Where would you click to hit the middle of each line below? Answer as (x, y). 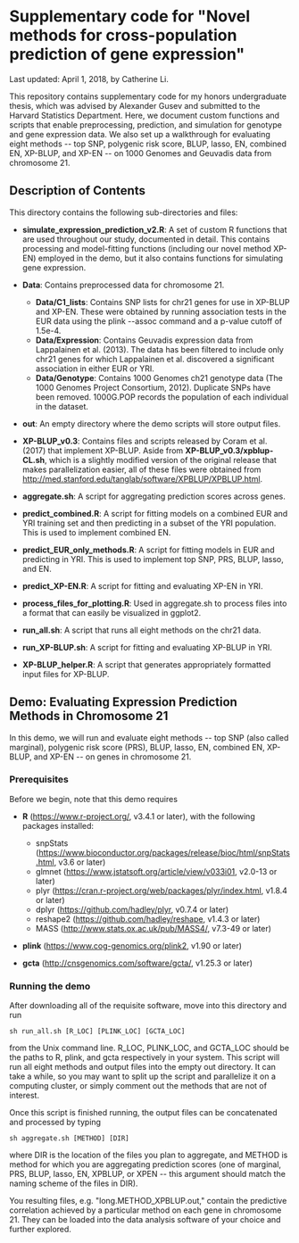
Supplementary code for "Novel (130, 17)
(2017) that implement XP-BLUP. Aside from (103, 450)
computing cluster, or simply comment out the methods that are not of (138, 1086)
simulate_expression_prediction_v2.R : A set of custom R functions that (154, 229)
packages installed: (58, 825)
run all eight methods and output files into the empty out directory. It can (143, 1067)
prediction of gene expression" (127, 54)
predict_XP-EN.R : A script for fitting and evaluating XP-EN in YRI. (142, 585)
